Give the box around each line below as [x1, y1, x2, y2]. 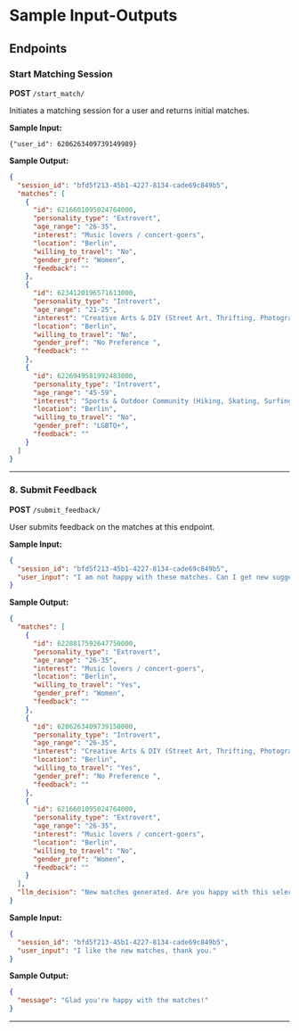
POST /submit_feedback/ [9, 504, 101, 515]
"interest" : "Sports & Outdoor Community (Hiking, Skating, [32, 396, 261, 406]
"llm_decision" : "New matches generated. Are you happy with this [17, 888, 269, 897]
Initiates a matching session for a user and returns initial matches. [9, 104, 250, 116]
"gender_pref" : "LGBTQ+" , [32, 421, 129, 431]
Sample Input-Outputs [9, 5, 178, 26]
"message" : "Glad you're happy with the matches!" [17, 996, 209, 1005]
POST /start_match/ [9, 87, 85, 98]
